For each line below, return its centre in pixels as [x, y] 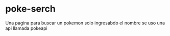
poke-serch [31, 9]
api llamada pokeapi [26, 28]
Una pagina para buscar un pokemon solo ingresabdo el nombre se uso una [85, 23]
